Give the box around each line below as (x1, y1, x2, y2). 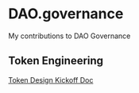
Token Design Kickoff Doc (8, 75, 94, 84)
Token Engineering (8, 54, 104, 68)
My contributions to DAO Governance (8, 31, 131, 41)
